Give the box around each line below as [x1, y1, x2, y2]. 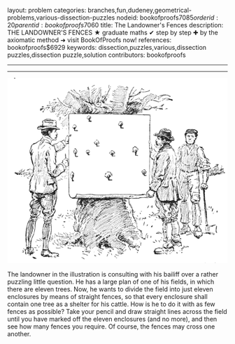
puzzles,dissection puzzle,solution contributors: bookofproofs [7, 51, 187, 59]
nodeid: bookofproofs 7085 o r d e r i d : [116, 13, 219, 22]
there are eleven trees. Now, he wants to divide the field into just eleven [7, 284, 213, 293]
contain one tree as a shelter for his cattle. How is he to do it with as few [7, 300, 215, 308]
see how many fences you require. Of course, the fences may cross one [7, 322, 215, 331]
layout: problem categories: [7, 6, 87, 14]
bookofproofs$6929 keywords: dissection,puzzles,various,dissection [7, 44, 207, 51]
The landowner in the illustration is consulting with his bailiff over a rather [7, 270, 219, 278]
